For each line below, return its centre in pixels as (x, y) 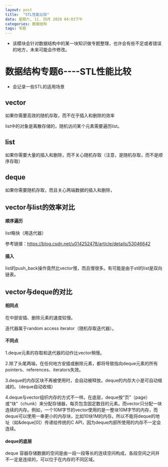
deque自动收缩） (38, 387)
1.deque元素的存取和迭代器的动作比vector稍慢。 (55, 353)
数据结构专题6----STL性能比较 (68, 72)
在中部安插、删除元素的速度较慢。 (40, 318)
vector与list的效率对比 (40, 207)
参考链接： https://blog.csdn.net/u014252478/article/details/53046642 (78, 244)
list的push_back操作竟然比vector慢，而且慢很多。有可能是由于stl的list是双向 (84, 268)
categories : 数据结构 (26, 24)
